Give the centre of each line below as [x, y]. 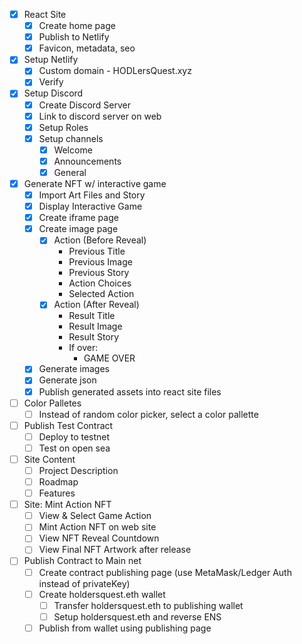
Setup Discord [53, 93]
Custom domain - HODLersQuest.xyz [115, 71]
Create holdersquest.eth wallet [102, 594]
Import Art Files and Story [92, 195]
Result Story [94, 337]
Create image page [78, 229]
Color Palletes [52, 403]
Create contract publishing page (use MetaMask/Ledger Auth [165, 572]
